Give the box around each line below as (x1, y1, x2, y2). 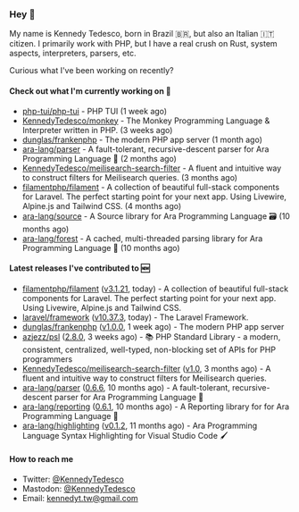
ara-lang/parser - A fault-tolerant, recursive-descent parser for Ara (21, 143, 270, 155)
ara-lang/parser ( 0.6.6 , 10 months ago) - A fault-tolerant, (21, 382, 230, 392)
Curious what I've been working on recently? (9, 65, 174, 76)
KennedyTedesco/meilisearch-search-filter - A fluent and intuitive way (21, 163, 282, 173)
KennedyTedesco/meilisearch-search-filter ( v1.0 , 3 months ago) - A (21, 363, 271, 374)
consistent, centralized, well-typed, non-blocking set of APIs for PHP (21, 344, 277, 355)
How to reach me (9, 454, 74, 465)
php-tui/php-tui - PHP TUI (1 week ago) (21, 105, 168, 116)
